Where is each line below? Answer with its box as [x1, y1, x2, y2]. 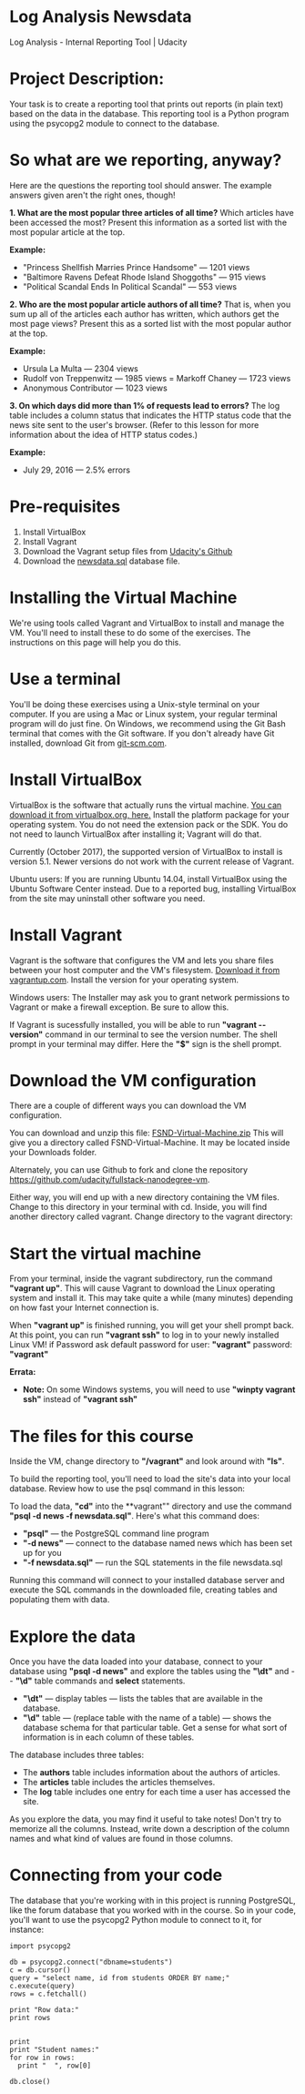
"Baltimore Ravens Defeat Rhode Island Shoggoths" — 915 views [22, 271, 267, 282]
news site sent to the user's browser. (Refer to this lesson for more [9, 419, 259, 430]
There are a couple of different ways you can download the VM [9, 1100, 247, 1112]
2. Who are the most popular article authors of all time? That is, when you [9, 299, 291, 310]
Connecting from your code [9, 1865, 223, 1886]
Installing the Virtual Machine [9, 587, 238, 607]
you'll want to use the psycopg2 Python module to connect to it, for [9, 1915, 262, 1926]
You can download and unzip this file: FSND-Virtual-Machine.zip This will [9, 1127, 284, 1139]
